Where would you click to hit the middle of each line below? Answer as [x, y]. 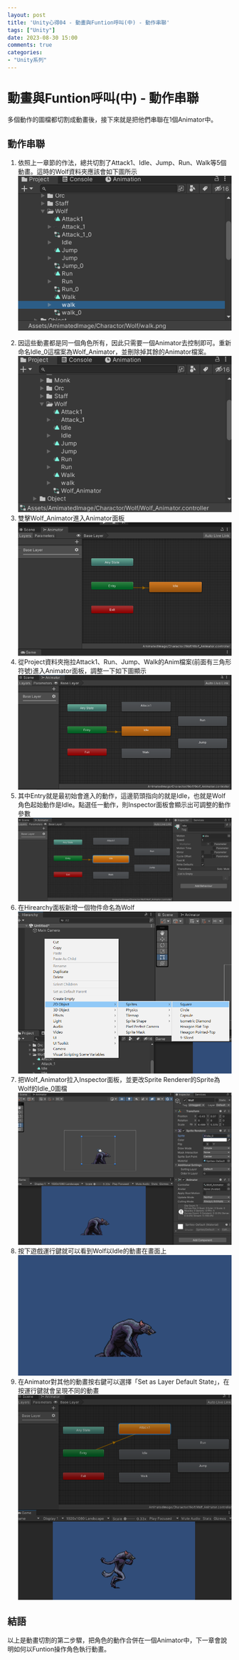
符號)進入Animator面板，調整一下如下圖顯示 [82, 671]
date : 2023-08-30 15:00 [43, 38]
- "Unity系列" [27, 61]
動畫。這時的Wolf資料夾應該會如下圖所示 [77, 172]
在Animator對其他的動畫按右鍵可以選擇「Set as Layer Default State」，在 [123, 1382]
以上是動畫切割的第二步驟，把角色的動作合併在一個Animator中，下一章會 [114, 1640]
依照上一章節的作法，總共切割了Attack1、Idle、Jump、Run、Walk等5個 [122, 162]
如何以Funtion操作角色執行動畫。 [62, 1649]
